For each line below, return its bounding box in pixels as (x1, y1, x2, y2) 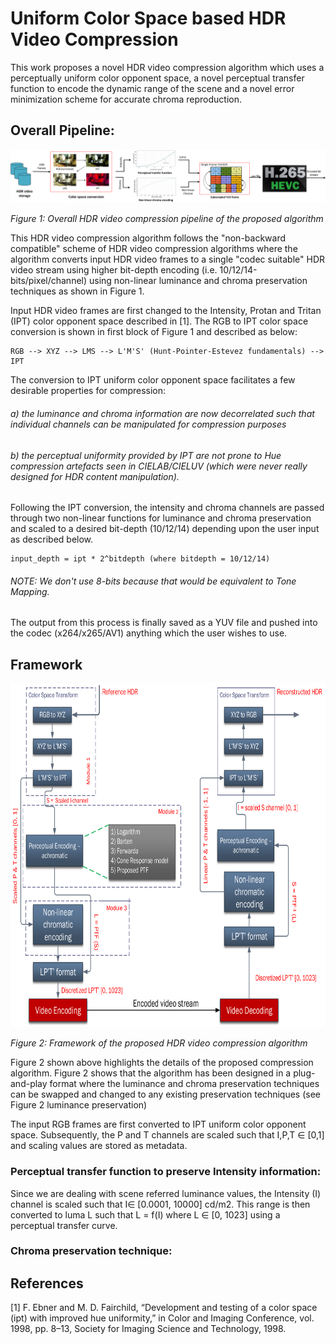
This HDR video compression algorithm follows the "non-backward (10, 232, 287, 244)
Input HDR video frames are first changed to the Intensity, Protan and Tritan (10, 305, 322, 317)
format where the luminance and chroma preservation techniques (49, 1078, 320, 1090)
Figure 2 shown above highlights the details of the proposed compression (10, 1057, 314, 1069)
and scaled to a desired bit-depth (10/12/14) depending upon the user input (10, 523, 320, 535)
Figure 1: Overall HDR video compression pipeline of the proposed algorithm (10, 213, 324, 225)
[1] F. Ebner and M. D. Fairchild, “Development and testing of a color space (10, 1302, 318, 1314)
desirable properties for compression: (10, 385, 167, 397)
